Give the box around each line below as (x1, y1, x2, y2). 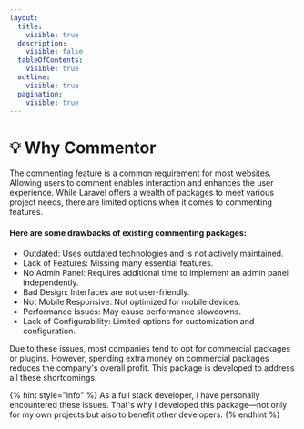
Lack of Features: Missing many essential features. (22, 257, 214, 269)
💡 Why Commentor (9, 138, 157, 158)
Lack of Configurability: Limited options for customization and (22, 315, 255, 326)
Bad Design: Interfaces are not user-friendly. (22, 286, 190, 297)
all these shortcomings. (9, 372, 97, 383)
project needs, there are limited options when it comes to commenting (9, 197, 273, 208)
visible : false (25, 47, 84, 56)
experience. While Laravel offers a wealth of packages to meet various (9, 188, 275, 199)
